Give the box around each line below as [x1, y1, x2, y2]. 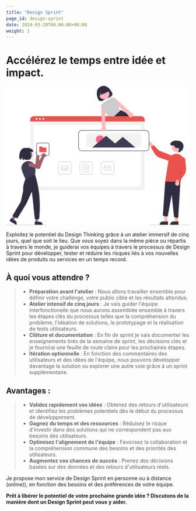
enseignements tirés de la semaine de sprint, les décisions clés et [29, 338, 187, 345]
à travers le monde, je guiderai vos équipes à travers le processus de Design [6, 243, 190, 250]
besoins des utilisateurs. [29, 433, 88, 440]
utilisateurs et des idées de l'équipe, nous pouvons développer [29, 357, 180, 364]
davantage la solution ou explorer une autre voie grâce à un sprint [29, 362, 188, 370]
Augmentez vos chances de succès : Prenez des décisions [29, 457, 173, 464]
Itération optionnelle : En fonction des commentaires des [29, 350, 167, 357]
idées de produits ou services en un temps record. [6, 255, 127, 263]
